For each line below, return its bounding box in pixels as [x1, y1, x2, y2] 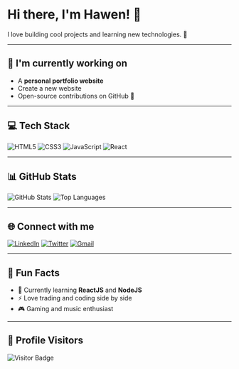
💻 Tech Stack [7, 120, 70, 132]
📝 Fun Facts [7, 267, 60, 279]
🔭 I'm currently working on [7, 57, 128, 70]
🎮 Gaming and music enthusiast [17, 305, 114, 313]
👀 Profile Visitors [7, 335, 84, 347]
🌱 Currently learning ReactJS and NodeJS [17, 285, 142, 294]
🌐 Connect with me [7, 221, 95, 233]
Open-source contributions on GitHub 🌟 [17, 91, 135, 100]
